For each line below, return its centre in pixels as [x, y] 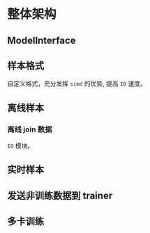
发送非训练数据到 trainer [60, 195]
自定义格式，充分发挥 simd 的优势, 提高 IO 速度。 [77, 83]
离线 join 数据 [30, 129]
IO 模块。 [21, 146]
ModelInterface [42, 40]
